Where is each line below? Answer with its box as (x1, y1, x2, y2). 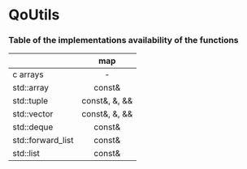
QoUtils (8, 6, 60, 24)
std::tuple (12, 95, 49, 107)
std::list (12, 148, 41, 159)
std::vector (12, 108, 54, 120)
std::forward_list (12, 135, 75, 146)
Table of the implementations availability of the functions (8, 35, 239, 46)
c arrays (12, 69, 44, 80)
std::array (12, 82, 49, 94)
